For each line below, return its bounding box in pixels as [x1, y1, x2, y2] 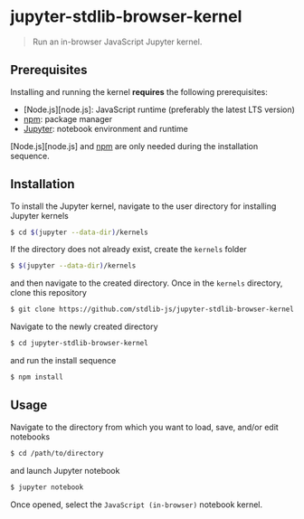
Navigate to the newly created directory [10, 321, 158, 332]
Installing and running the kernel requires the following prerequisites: [10, 86, 268, 97]
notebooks [10, 431, 51, 442]
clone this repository [10, 288, 87, 298]
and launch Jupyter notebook [10, 465, 120, 476]
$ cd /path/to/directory [10, 448, 104, 458]
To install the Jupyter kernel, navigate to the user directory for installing [10, 201, 277, 212]
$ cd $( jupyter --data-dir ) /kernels [10, 228, 148, 237]
